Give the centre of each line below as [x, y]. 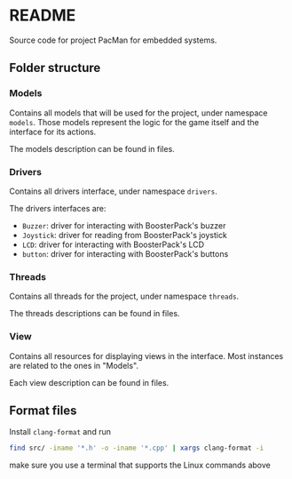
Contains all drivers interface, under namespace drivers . [113, 191]
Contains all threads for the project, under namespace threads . [124, 296]
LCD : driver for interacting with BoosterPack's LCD [113, 244]
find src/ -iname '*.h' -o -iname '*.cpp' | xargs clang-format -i [137, 448]
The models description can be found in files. [92, 148]
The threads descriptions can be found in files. [95, 314]
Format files [43, 410]
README [43, 16]
